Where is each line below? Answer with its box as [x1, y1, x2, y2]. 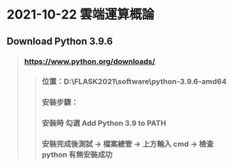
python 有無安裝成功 [41, 150, 113, 160]
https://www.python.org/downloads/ [23, 56, 155, 66]
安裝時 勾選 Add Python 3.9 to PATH [41, 118, 167, 128]
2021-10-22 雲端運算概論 [6, 6, 155, 23]
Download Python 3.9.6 [6, 35, 113, 47]
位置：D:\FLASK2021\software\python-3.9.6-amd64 [41, 77, 228, 87]
